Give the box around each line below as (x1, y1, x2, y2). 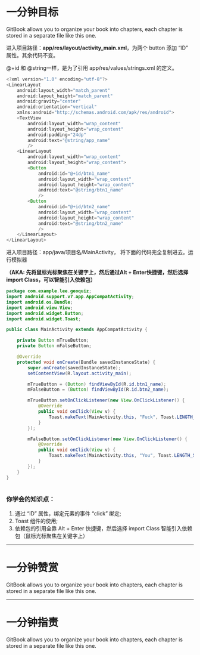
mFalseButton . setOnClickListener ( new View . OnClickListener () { (27, 436, 187, 442)
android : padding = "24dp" (27, 132, 86, 138)
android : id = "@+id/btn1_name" (37, 171, 111, 177)
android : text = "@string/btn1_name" (37, 187, 124, 193)
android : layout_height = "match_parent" (17, 93, 113, 99)
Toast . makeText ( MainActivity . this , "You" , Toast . (48, 453, 174, 459)
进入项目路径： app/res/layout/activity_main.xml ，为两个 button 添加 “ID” (6, 44, 189, 51)
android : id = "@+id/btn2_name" (37, 204, 111, 210)
